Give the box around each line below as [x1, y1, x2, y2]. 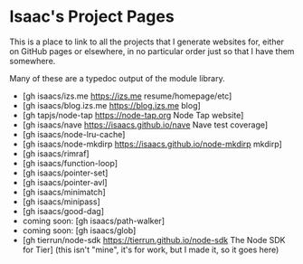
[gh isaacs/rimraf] [22, 147, 90, 159]
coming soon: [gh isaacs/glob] [22, 224, 137, 236]
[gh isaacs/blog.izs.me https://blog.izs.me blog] [22, 99, 201, 110]
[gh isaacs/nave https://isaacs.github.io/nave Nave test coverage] [22, 119, 269, 130]
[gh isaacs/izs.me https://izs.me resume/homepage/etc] [22, 90, 232, 101]
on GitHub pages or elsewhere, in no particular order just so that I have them [9, 45, 295, 56]
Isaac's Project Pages [9, 6, 175, 27]
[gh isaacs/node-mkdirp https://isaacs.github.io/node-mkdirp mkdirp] [22, 138, 282, 149]
